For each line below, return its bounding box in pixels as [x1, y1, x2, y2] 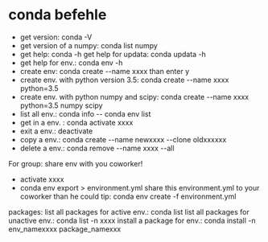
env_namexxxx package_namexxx [8, 224, 122, 234]
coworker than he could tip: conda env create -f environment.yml [19, 191, 237, 201]
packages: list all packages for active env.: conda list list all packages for [8, 207, 249, 216]
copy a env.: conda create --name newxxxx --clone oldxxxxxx [19, 134, 227, 144]
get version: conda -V [19, 32, 93, 42]
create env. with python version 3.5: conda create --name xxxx [19, 75, 229, 84]
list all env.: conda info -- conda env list [19, 109, 151, 118]
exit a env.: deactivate [19, 126, 93, 136]
